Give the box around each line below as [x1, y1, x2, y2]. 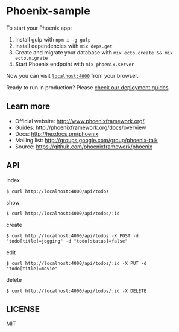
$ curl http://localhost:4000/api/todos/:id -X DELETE [6, 288, 147, 294]
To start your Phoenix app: [6, 24, 72, 31]
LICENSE [6, 304, 40, 314]
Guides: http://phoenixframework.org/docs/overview [14, 124, 146, 131]
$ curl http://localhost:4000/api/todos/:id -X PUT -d [6, 260, 147, 266]
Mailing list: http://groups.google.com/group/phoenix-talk [14, 136, 159, 144]
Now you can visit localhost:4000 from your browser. [6, 72, 139, 79]
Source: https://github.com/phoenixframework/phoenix [14, 143, 152, 150]
